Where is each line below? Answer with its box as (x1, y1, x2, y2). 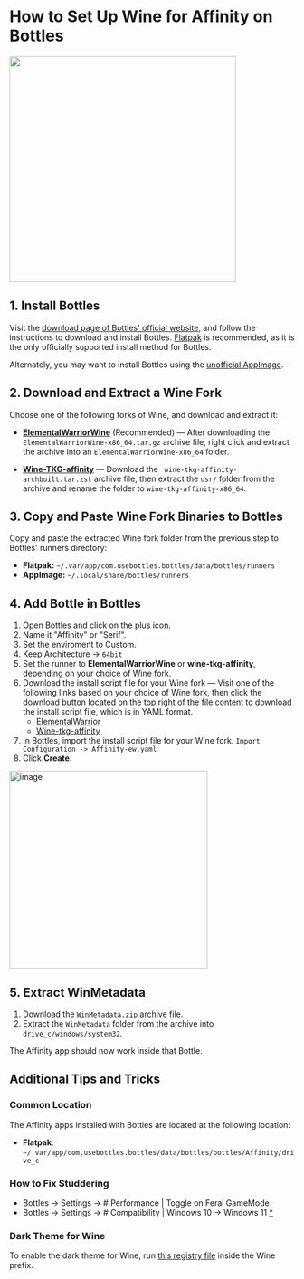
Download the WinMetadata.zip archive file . (22, 1009, 184, 1019)
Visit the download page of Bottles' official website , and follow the (9, 322, 256, 333)
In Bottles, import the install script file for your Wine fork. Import (22, 735, 261, 746)
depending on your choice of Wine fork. (22, 668, 172, 679)
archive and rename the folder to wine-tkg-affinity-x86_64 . (22, 482, 247, 494)
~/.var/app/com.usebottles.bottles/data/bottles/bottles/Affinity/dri (22, 1148, 295, 1157)
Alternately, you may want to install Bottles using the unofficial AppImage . (9, 359, 284, 370)
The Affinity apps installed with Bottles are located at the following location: (9, 1119, 291, 1130)
